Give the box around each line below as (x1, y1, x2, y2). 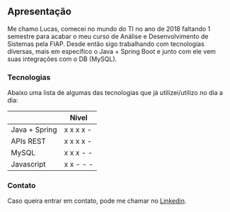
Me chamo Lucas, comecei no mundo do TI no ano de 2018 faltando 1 (7, 24, 211, 33)
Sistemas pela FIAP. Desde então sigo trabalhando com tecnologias (7, 39, 205, 48)
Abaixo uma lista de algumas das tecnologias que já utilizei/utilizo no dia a (7, 89, 223, 97)
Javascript (11, 160, 46, 169)
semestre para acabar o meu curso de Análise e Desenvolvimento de (7, 32, 209, 40)
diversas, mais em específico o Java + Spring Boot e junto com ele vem (7, 47, 216, 55)
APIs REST (11, 136, 46, 146)
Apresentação (7, 6, 72, 18)
